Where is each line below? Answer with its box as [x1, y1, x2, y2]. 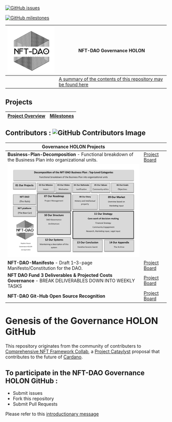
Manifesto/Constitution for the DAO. [7, 265, 83, 271]
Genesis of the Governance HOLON [5, 315, 158, 327]
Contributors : [5, 129, 51, 137]
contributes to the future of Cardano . [5, 354, 83, 360]
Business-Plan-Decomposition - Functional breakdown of [7, 151, 134, 157]
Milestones [49, 113, 74, 119]
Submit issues [12, 390, 42, 396]
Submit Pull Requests [12, 401, 58, 407]
